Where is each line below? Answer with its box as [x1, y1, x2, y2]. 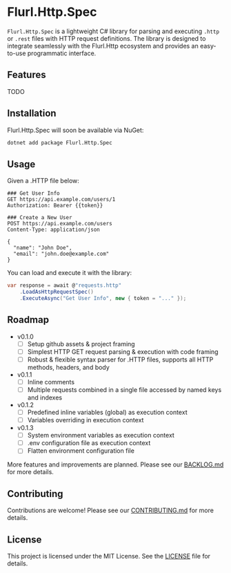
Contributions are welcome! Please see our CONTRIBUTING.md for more [7, 506, 214, 515]
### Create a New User [7, 214, 72, 221]
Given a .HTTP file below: [7, 177, 79, 185]
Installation [7, 108, 57, 120]
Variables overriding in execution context [27, 416, 144, 424]
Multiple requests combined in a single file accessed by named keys [27, 385, 222, 394]
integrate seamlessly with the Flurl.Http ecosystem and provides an [7, 41, 199, 50]
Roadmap [7, 314, 50, 326]
